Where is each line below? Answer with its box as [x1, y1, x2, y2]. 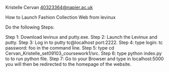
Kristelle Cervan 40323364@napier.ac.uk [5, 5, 93, 10]
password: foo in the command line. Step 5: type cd [5, 45, 114, 51]
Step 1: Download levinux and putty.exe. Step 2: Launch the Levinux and [5, 34, 158, 40]
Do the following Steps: [5, 24, 55, 30]
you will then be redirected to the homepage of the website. [5, 61, 132, 67]
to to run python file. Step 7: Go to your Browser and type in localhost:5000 [5, 56, 164, 62]
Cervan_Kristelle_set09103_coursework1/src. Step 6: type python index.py [5, 51, 162, 56]
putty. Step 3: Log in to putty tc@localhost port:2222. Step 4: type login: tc [5, 39, 163, 45]
